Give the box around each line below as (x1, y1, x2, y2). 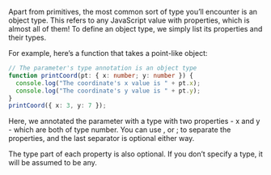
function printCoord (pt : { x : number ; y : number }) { (8, 71, 194, 79)
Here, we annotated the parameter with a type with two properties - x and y (8, 117, 260, 126)
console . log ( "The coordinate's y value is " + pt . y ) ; (15, 87, 201, 95)
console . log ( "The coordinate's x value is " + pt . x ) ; (15, 79, 201, 87)
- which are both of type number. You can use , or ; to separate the (8, 125, 231, 134)
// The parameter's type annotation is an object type (8, 64, 197, 72)
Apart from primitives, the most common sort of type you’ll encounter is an (8, 7, 257, 16)
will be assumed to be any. (8, 158, 97, 168)
